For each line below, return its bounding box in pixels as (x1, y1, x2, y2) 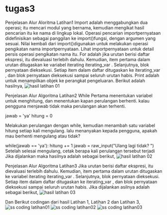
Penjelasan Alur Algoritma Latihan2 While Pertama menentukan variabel (5, 93, 153, 99)
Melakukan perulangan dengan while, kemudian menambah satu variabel (5, 122, 156, 128)
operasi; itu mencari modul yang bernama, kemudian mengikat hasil (5, 24, 145, 30)
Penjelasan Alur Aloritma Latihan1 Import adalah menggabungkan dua (5, 19, 148, 25)
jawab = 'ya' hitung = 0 (5, 112, 53, 118)
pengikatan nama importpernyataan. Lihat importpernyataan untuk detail (5, 46, 154, 52)
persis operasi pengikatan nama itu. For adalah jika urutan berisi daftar (5, 51, 150, 57)
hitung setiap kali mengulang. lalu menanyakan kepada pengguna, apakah (5, 127, 158, 133)
